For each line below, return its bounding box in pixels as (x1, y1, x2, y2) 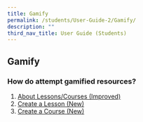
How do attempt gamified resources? (7, 76, 137, 86)
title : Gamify (7, 10, 49, 17)
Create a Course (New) (17, 107, 85, 115)
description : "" (7, 23, 55, 30)
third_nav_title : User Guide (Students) (7, 29, 128, 37)
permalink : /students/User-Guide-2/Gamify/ (7, 17, 137, 24)
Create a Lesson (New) (17, 99, 85, 108)
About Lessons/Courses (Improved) (17, 92, 121, 100)
